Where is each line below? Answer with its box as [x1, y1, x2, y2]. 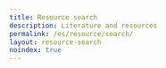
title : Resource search [9, 12, 98, 22]
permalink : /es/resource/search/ [9, 29, 134, 38]
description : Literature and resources [9, 21, 158, 30]
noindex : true [9, 46, 62, 55]
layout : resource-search [9, 37, 102, 47]
